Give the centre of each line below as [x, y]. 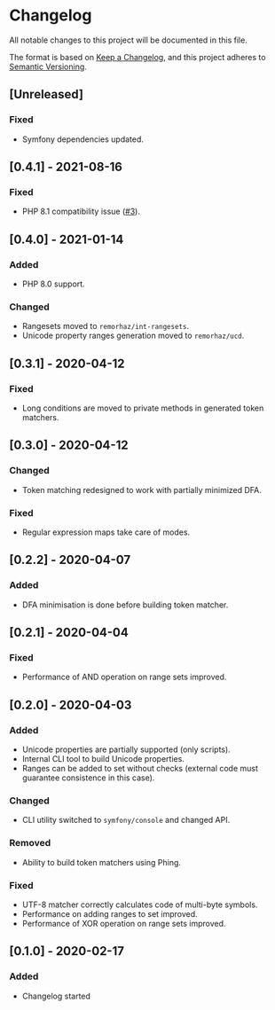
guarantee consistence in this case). [88, 778]
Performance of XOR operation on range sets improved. [124, 923]
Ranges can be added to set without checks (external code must [140, 769]
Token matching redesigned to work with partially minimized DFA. [141, 489]
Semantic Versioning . [48, 67]
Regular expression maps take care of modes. [106, 532]
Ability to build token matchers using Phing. [102, 862]
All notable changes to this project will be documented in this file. [129, 40]
